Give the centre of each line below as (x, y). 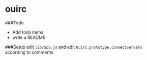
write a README (29, 37)
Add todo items (28, 32)
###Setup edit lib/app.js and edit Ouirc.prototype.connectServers (74, 47)
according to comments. (30, 52)
